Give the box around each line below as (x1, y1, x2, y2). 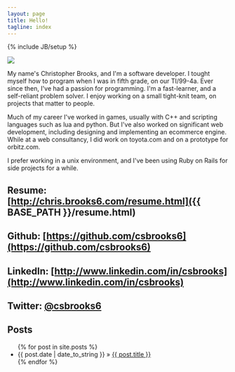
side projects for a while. (7, 164, 79, 172)
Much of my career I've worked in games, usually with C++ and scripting (7, 113, 217, 122)
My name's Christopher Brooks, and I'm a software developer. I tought (7, 70, 210, 78)
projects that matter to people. (7, 99, 95, 108)
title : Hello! (7, 17, 49, 24)
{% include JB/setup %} (7, 43, 77, 51)
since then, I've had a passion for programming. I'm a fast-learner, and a (7, 84, 216, 93)
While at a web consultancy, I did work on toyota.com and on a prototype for (7, 135, 229, 144)
